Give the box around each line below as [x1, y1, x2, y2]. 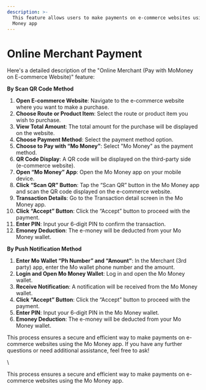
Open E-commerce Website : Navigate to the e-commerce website [15, 97, 185, 105]
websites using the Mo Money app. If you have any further [35, 340, 183, 348]
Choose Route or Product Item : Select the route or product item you [15, 110, 188, 117]
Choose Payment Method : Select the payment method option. [15, 136, 174, 144]
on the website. [15, 130, 55, 137]
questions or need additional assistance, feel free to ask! [7, 347, 150, 355]
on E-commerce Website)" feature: [7, 73, 95, 81]
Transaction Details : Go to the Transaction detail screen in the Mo [15, 194, 183, 202]
